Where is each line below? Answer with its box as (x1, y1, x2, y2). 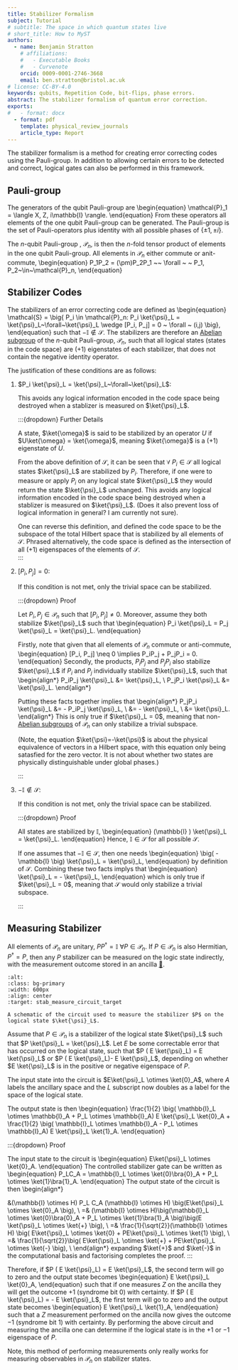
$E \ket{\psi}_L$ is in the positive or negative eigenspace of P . (7, 1062, 190, 1070)
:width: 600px (7, 986, 50, 993)
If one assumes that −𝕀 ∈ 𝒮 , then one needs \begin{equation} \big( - (17, 848, 219, 857)
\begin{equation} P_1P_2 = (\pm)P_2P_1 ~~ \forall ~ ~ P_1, (38, 258, 205, 266)
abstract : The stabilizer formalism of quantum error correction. (7, 97, 208, 104)
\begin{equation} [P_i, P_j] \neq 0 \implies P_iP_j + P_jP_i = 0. (17, 649, 198, 658)
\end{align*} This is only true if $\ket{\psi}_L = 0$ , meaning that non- (17, 712, 220, 721)
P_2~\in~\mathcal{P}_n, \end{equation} (7, 266, 123, 274)
